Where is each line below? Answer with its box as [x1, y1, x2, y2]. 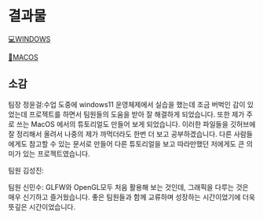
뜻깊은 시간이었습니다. [8, 202, 76, 211]
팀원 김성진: [8, 165, 45, 175]
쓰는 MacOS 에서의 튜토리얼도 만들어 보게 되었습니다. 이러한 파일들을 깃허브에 [16, 119, 256, 128]
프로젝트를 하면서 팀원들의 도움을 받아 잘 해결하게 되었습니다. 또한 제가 [28, 109, 245, 119]
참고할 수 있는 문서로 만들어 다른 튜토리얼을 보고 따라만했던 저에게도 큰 [28, 139, 245, 148]
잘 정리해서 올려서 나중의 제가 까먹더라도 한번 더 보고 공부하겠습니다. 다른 [8, 129, 232, 139]
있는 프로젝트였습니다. [22, 149, 90, 158]
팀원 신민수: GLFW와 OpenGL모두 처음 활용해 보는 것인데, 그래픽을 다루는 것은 [8, 182, 249, 191]
